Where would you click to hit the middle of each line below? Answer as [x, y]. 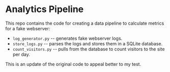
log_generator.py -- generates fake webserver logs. [67, 38]
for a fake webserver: [28, 28]
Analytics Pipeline [45, 9]
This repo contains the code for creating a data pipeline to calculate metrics [85, 23]
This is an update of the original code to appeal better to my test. [73, 64]
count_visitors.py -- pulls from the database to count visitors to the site [89, 49]
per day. [21, 54]
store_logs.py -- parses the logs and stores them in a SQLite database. [88, 43]
